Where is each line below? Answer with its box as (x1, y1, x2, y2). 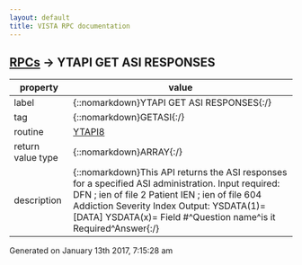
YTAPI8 (73, 126, 105, 138)
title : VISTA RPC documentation (9, 22, 130, 31)
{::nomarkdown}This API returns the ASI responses (73, 166, 288, 179)
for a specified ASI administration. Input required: (73, 177, 280, 190)
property (19, 82, 58, 94)
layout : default (9, 13, 70, 22)
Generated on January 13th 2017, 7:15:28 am (9, 245, 173, 256)
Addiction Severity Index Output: (73, 199, 210, 212)
